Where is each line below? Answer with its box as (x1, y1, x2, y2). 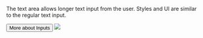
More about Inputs (9, 25, 50, 31)
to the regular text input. (6, 11, 66, 19)
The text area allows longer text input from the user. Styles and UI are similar (6, 5, 197, 12)
